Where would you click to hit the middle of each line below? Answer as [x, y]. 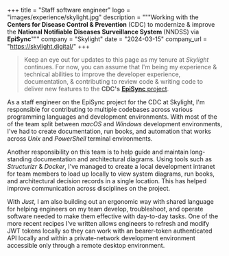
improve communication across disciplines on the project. [89, 188]
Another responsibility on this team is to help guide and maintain [98, 152]
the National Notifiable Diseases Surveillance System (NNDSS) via [103, 32]
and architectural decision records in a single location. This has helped [107, 181]
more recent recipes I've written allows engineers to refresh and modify [108, 223]
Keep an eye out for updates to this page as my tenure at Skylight [116, 60]
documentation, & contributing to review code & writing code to [113, 81]
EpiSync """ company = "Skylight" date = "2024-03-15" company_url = [107, 39]
